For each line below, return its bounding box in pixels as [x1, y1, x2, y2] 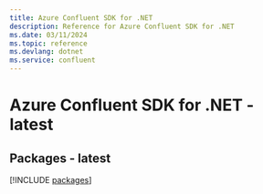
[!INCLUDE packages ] [9, 175, 92, 185]
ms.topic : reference [9, 38, 89, 48]
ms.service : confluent [9, 56, 96, 65]
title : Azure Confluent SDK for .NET [9, 13, 153, 23]
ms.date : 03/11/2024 [9, 30, 89, 39]
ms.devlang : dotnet [9, 47, 84, 56]
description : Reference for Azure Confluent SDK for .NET [9, 22, 235, 31]
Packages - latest [9, 150, 111, 166]
